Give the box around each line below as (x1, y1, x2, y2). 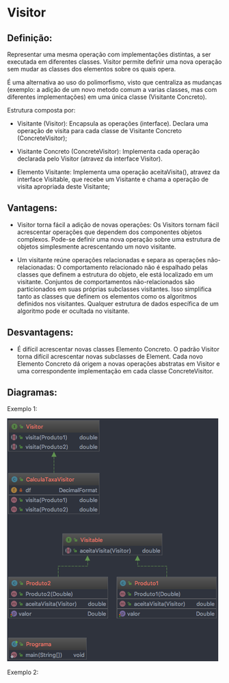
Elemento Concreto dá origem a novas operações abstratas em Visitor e (16, 359, 220, 368)
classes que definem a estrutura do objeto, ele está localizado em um (16, 270, 213, 279)
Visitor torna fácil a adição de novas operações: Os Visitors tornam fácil (16, 220, 219, 229)
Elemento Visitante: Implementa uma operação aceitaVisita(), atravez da (16, 168, 220, 176)
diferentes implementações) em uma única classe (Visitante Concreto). (7, 93, 207, 101)
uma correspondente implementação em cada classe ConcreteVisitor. (16, 367, 214, 375)
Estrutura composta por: (7, 106, 76, 114)
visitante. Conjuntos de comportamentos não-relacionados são (16, 277, 195, 286)
